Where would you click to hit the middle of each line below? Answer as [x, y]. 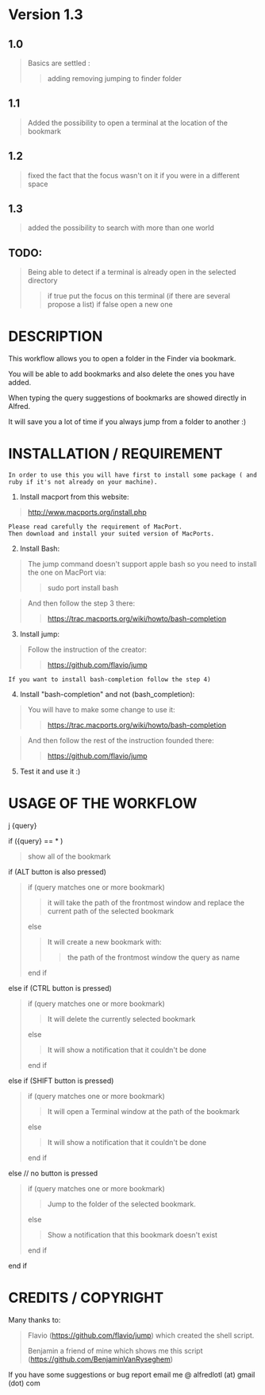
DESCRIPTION [56, 337]
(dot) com [25, 1383]
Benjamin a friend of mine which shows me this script [115, 1351]
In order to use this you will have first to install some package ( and [133, 475]
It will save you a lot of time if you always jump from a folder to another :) [127, 422]
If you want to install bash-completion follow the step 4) [110, 680]
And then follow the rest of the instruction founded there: [121, 741]
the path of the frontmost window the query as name [154, 957]
